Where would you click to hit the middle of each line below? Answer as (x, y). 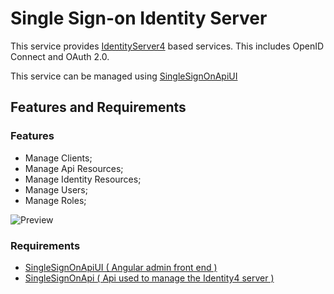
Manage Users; (56, 189)
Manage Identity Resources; (83, 179)
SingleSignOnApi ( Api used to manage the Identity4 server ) (149, 278)
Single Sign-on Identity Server (139, 18)
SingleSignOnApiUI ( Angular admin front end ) (121, 267)
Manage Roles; (55, 200)
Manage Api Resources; (74, 168)
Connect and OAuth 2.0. (60, 56)
